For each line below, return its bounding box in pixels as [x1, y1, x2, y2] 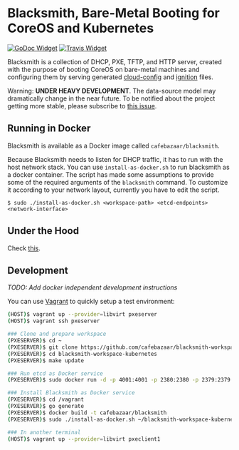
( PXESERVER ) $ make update [7, 357, 84, 364]
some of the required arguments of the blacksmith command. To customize [7, 178, 228, 186]
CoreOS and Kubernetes [7, 20, 154, 36]
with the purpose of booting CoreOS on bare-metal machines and [7, 65, 200, 73]
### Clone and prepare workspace [7, 330, 107, 338]
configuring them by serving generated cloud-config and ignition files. [7, 73, 213, 81]
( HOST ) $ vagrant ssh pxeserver [7, 317, 100, 325]
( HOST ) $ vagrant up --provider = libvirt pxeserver [7, 311, 158, 318]
